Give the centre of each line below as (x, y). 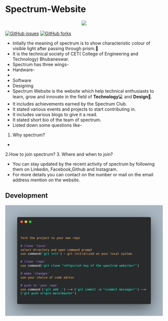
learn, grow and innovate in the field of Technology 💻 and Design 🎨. (82, 97)
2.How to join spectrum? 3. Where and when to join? (59, 154)
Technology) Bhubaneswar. (40, 59)
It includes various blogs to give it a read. (55, 114)
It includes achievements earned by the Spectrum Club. (70, 104)
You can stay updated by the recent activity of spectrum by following (83, 164)
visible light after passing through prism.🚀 (55, 48)
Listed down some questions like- (47, 125)
